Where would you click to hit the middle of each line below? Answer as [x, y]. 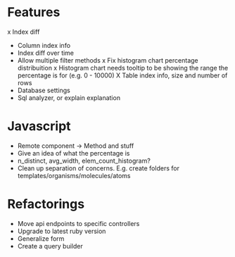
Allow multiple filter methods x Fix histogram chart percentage [108, 60]
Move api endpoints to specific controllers [78, 223]
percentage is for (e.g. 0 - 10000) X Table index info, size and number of [122, 75]
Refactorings [46, 204]
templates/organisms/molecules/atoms [74, 175]
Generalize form [41, 238]
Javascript [39, 126]
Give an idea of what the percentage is [74, 153]
